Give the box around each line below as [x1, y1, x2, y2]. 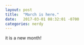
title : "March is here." [5, 12, 59, 17]
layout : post [5, 7, 32, 12]
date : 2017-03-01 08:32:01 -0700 [5, 16, 79, 21]
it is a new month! [5, 35, 41, 41]
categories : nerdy [5, 21, 43, 26]
